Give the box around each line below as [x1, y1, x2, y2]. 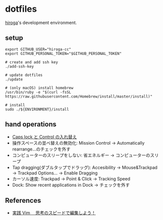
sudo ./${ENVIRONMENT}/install [5, 107, 69, 112]
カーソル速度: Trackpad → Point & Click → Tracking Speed [12, 175, 131, 182]
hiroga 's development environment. [5, 20, 77, 25]
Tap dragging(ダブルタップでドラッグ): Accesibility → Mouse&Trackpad [12, 164, 158, 170]
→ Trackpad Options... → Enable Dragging [12, 170, 98, 176]
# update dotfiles [5, 73, 43, 77]
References [5, 196, 41, 204]
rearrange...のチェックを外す [12, 146, 71, 152]
